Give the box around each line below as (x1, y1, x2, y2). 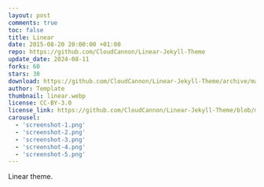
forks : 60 (8, 63, 41, 71)
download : (8, 77, 41, 85)
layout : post (8, 11, 51, 20)
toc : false (8, 26, 44, 34)
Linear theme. (8, 172, 53, 181)
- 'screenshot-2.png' (15, 128, 86, 136)
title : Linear (8, 33, 55, 42)
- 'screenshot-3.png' (15, 135, 86, 144)
